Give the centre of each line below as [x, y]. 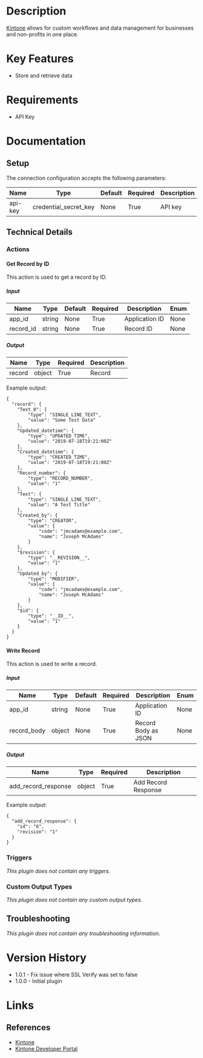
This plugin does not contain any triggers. [58, 871]
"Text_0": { [32, 410]
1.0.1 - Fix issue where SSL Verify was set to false [76, 975]
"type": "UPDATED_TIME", [59, 436]
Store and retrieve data [43, 75]
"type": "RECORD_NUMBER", [61, 478]
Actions [18, 249]
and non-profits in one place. [42, 34]
